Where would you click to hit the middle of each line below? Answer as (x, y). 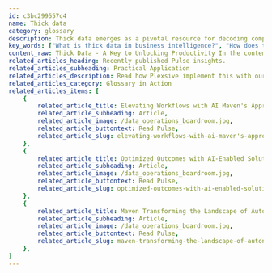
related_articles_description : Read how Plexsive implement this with (130, 76)
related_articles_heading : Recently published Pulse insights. (117, 61)
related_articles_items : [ (54, 91)
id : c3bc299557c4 (38, 16)
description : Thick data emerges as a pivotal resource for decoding (128, 38)
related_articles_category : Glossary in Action (90, 83)
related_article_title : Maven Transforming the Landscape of (143, 211)
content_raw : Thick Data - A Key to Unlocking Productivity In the (125, 53)
